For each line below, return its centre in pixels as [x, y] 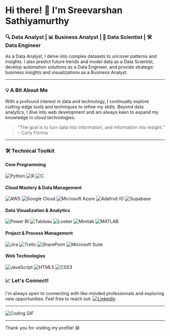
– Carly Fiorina [33, 132]
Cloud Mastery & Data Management [44, 187]
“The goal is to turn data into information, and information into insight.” [91, 127]
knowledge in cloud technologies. [40, 117]
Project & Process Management [39, 233]
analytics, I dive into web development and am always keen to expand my [82, 112]
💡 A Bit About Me [27, 90]
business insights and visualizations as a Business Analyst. [67, 72]
